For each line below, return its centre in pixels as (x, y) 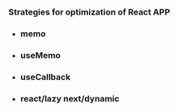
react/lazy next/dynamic (70, 98)
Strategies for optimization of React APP (89, 12)
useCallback (45, 77)
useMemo (40, 55)
